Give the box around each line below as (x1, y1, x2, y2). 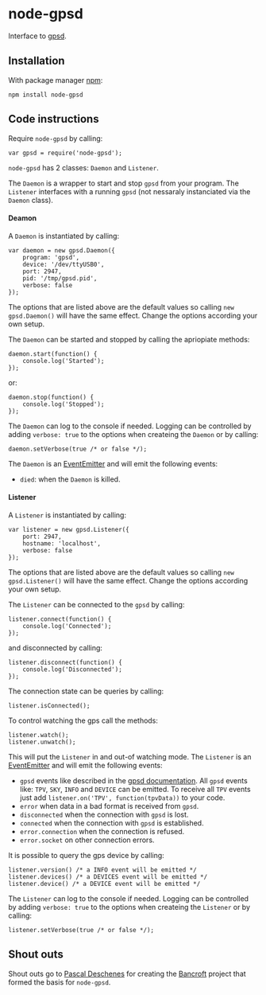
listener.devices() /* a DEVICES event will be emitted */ (8, 872, 208, 880)
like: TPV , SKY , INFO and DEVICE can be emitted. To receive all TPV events (19, 784, 252, 794)
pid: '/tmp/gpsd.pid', (22, 274, 98, 283)
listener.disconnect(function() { (8, 658, 123, 666)
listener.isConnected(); (8, 701, 91, 709)
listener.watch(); (8, 731, 69, 739)
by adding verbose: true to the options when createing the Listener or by (8, 902, 251, 911)
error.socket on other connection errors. (19, 835, 155, 845)
